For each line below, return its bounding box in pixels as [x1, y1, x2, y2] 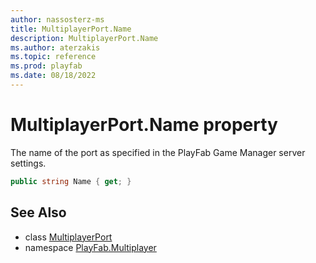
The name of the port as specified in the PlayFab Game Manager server [10, 146, 306, 158]
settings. [10, 157, 47, 169]
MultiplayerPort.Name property [10, 114, 278, 136]
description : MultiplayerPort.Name [10, 33, 159, 43]
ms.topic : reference [10, 52, 97, 62]
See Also [10, 204, 67, 221]
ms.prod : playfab [10, 61, 83, 71]
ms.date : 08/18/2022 [10, 71, 97, 81]
